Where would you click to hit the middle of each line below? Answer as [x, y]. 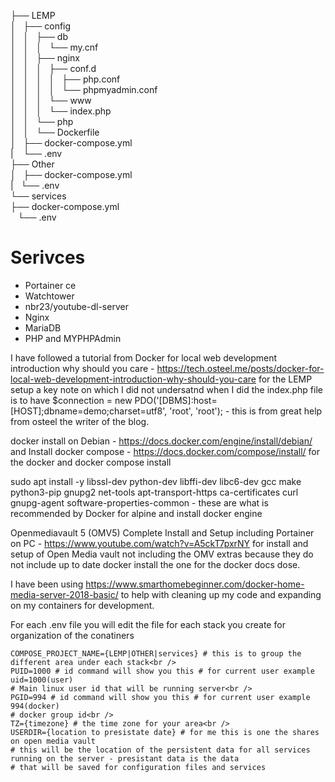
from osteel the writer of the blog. [80, 421]
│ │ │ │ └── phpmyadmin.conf [84, 89]
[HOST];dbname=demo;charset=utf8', [89, 411]
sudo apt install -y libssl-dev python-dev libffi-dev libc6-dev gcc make [156, 481]
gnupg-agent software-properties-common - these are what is [139, 502]
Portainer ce [50, 285]
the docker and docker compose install [91, 462]
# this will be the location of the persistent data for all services [160, 750]
